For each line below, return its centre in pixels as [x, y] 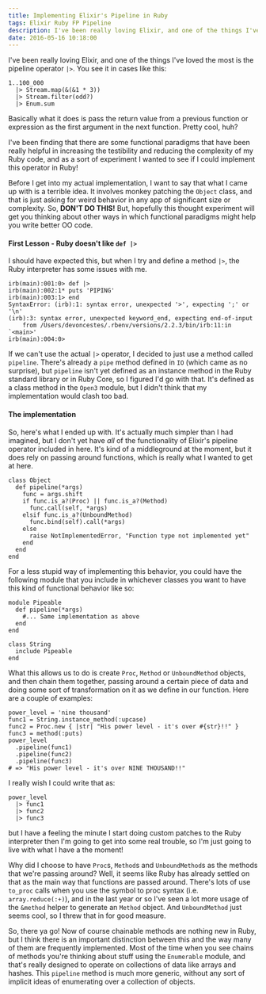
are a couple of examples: [51, 698]
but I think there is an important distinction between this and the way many [130, 939]
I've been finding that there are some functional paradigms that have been [129, 143]
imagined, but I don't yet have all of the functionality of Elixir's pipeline [123, 440]
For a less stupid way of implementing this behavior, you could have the [125, 571]
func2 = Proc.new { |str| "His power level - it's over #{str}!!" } [123, 726]
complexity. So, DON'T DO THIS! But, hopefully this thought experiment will [131, 208]
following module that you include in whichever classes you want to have [127, 579]
